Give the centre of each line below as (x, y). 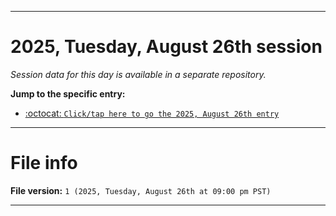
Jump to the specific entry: (68, 93)
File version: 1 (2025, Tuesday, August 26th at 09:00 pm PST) (141, 190)
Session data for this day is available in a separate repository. (138, 74)
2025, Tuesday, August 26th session (166, 47)
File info (44, 163)
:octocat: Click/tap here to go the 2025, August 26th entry (152, 113)
